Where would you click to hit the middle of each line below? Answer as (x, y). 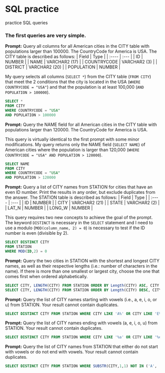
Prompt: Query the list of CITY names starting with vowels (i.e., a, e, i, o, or (81, 299)
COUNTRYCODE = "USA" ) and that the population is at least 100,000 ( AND (74, 87)
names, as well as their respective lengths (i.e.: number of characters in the (81, 266)
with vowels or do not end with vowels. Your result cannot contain (72, 352)
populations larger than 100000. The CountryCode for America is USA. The (81, 51)
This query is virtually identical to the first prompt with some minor (72, 139)
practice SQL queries (27, 23)
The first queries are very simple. (46, 35)
